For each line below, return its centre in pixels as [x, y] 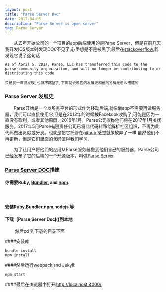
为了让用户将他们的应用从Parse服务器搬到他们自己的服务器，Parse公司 [86, 150]
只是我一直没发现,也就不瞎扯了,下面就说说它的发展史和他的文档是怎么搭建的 [72, 83]
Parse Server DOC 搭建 [32, 170]
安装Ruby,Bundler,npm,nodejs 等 [40, 207]
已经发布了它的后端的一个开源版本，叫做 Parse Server [60, 156]
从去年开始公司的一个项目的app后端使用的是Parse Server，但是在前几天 [87, 43]
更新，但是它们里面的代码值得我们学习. [49, 139]
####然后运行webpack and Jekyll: [40, 265]
